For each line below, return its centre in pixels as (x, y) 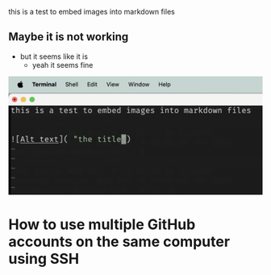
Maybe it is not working (69, 37)
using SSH (44, 258)
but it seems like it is (54, 56)
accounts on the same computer (119, 242)
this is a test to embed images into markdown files (92, 12)
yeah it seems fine (63, 65)
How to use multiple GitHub (102, 224)
